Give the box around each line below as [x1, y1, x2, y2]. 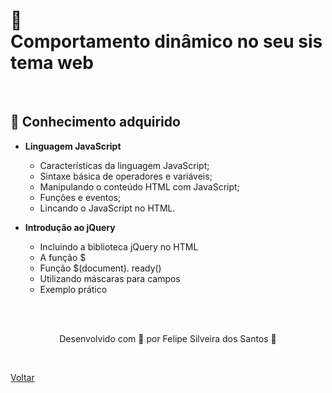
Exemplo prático [39, 283, 108, 295]
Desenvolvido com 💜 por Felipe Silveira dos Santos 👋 [59, 332, 277, 344]
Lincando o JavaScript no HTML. [39, 202, 176, 214]
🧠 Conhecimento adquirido [10, 114, 181, 131]
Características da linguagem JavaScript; [39, 159, 210, 171]
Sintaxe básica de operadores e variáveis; [39, 170, 213, 182]
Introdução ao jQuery [24, 221, 116, 233]
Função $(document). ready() [39, 262, 162, 274]
